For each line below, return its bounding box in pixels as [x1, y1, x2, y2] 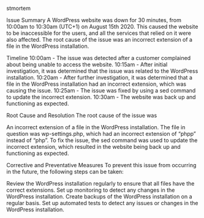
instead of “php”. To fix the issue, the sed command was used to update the [6, 137, 198, 144]
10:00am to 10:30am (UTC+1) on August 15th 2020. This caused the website [6, 23, 198, 30]
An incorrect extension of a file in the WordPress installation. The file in [6, 124, 186, 130]
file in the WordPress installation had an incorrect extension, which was [6, 80, 187, 88]
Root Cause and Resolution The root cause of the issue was [6, 112, 157, 119]
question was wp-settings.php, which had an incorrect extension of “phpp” [6, 130, 196, 137]
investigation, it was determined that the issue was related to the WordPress [6, 67, 198, 75]
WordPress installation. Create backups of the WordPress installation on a [6, 193, 192, 200]
